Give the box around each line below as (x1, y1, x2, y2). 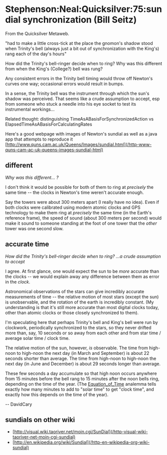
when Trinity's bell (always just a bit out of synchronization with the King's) (5, 45, 160, 51)
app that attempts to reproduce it (5, 136, 73, 142)
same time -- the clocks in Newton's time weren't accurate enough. (5, 189, 144, 195)
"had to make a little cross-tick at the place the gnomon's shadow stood (5, 40, 153, 46)
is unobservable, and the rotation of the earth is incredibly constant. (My (5, 299, 154, 305)
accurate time (5, 240, 49, 249)
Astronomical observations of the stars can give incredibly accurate (5, 288, 145, 295)
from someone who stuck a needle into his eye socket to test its (5, 101, 136, 107)
